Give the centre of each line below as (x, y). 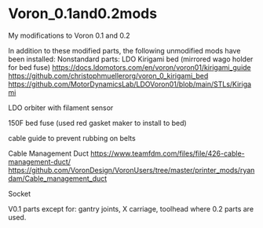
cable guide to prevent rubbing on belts (72, 138)
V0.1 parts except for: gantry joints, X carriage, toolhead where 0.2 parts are (131, 208)
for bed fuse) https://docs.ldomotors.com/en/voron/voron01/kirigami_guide (130, 67)
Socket (20, 193)
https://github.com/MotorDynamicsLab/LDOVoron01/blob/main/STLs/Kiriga (130, 84)
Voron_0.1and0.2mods (83, 14)
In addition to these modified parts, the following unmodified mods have (124, 50)
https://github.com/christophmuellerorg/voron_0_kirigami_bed (108, 75)
